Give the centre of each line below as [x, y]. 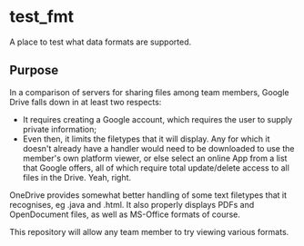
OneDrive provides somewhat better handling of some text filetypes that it [148, 195]
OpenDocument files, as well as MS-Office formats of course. [125, 214]
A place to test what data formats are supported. [101, 42]
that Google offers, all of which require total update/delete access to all [156, 167]
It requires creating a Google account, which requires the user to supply [157, 119]
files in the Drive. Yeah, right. [77, 177]
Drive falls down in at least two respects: [86, 102]
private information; [60, 129]
